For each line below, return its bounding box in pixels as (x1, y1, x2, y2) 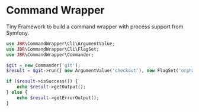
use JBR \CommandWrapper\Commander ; (6, 51, 94, 58)
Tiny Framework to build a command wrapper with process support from (6, 23, 184, 30)
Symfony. (6, 29, 30, 36)
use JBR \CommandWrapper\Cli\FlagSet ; (6, 46, 99, 52)
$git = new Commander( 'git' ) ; (6, 62, 81, 68)
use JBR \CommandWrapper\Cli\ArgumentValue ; (6, 41, 115, 47)
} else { (6, 90, 28, 95)
